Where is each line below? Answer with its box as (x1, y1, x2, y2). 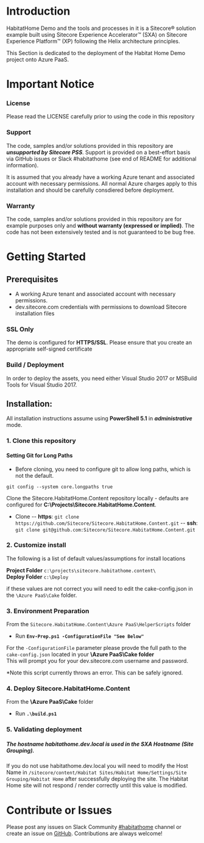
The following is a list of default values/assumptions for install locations (6, 555, 186, 562)
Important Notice (6, 78, 94, 91)
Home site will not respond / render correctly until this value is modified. (6, 782, 188, 789)
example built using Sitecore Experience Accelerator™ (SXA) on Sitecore (6, 31, 188, 38)
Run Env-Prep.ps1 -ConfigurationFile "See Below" (15, 632, 144, 640)
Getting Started (6, 250, 86, 264)
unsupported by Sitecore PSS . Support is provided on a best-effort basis (6, 148, 191, 156)
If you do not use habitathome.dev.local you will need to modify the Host (6, 762, 189, 770)
